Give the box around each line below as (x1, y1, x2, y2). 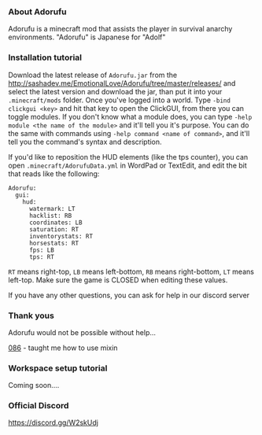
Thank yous (8, 310, 55, 321)
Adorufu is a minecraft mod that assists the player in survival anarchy (8, 24, 233, 34)
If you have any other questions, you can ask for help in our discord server (8, 290, 250, 300)
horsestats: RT (28, 239, 79, 247)
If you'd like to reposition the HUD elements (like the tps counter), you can (8, 152, 249, 161)
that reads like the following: (8, 168, 100, 179)
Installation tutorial (8, 52, 83, 63)
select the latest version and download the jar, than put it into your (8, 87, 223, 96)
